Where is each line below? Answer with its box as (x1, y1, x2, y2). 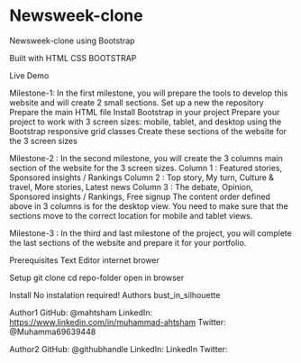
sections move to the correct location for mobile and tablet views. (9, 210, 253, 221)
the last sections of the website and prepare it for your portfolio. (9, 237, 247, 248)
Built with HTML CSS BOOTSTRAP (9, 52, 137, 63)
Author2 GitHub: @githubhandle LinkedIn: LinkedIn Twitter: (9, 343, 228, 354)
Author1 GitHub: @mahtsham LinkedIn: (9, 307, 153, 318)
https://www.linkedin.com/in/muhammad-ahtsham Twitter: (9, 316, 227, 327)
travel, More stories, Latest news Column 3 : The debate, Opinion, (9, 181, 254, 192)
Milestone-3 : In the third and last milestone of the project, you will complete (9, 227, 293, 239)
